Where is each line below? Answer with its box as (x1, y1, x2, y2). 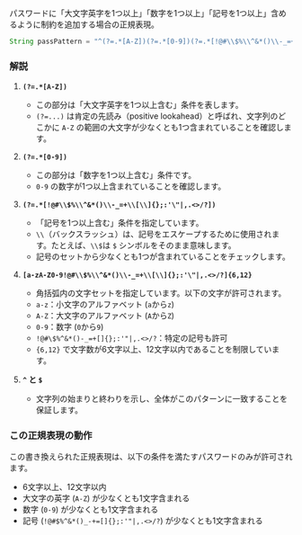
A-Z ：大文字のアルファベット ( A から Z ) (35, 310, 175, 321)
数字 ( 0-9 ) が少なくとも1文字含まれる (22, 504, 159, 515)
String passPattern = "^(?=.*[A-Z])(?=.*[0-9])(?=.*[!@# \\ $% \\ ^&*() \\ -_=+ (9, 37, 296, 46)
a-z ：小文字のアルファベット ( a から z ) (35, 299, 175, 310)
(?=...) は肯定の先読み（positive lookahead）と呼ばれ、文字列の (35, 111, 279, 121)
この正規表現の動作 (9, 430, 93, 442)
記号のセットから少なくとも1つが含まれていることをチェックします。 (35, 251, 290, 263)
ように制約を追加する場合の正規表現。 (16, 19, 159, 30)
